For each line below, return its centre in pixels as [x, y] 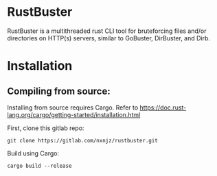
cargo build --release [39, 166]
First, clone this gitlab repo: [46, 128]
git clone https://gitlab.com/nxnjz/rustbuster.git [82, 140]
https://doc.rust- [163, 108]
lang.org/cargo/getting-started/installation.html [74, 114]
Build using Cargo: [33, 153]
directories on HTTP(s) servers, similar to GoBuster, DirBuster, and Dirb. [109, 38]
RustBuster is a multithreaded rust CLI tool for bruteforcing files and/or [107, 31]
